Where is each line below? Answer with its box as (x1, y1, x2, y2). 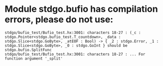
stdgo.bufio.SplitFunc (4, 47, 52, 52)
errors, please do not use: (4, 14, 113, 25)
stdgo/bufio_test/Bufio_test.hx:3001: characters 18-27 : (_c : (4, 30, 141, 35)
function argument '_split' (4, 56, 63, 61)
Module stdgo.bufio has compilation (4, 3, 158, 15)
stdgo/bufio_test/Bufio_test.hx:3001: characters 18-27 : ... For (4, 52, 146, 57)
